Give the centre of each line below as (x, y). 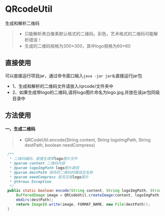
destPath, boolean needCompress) (60, 145)
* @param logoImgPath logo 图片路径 (44, 168)
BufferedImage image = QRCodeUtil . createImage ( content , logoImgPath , (89, 195)
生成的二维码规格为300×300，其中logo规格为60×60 (78, 46)
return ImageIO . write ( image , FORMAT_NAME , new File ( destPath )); (83, 204)
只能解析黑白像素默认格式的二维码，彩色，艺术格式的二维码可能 (89, 33)
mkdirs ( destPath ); (35, 200)
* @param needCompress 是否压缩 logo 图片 (49, 177)
